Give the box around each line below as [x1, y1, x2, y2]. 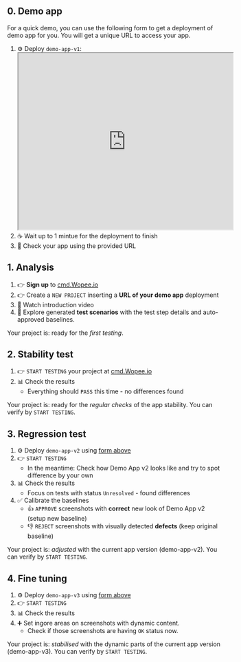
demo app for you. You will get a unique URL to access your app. [7, 31, 191, 39]
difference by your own [27, 471, 94, 479]
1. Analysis [7, 262, 55, 273]
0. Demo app [7, 6, 63, 17]
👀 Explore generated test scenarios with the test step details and [16, 308, 202, 316]
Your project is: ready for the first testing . [7, 329, 124, 337]
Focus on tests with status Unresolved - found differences [27, 489, 191, 497]
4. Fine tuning [7, 572, 67, 584]
